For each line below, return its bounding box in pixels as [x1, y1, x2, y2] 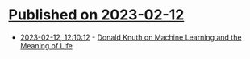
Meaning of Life [19, 40, 73, 50]
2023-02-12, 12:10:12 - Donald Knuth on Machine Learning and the [19, 32, 242, 42]
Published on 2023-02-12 [8, 6, 185, 24]
